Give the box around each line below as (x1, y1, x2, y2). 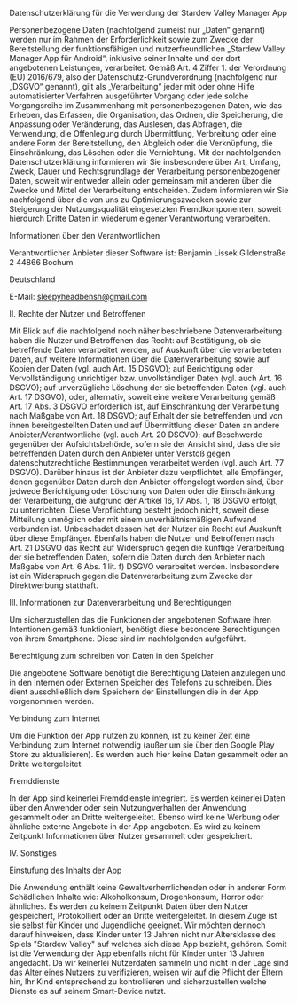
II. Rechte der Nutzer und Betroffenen (9, 309, 146, 318)
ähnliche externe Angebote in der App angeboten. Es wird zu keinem (9, 821, 261, 832)
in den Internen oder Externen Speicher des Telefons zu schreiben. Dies (9, 678, 273, 687)
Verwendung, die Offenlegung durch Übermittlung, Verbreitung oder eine (9, 129, 277, 138)
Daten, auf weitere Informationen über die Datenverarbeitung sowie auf (9, 354, 270, 364)
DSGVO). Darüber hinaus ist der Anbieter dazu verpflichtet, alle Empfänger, (9, 467, 284, 477)
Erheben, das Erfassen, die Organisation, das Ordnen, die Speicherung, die (9, 110, 284, 120)
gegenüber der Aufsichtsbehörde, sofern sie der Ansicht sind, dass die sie (9, 439, 281, 449)
